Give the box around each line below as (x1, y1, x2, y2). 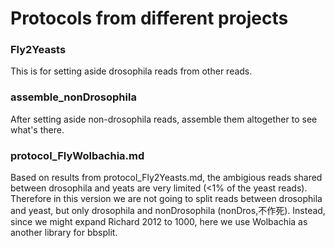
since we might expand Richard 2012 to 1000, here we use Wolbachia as (10, 216, 308, 228)
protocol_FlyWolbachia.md (10, 148, 145, 162)
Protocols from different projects (10, 7, 289, 30)
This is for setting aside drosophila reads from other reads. (10, 65, 253, 77)
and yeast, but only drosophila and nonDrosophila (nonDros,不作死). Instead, (10, 205, 326, 217)
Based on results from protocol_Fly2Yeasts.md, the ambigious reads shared (10, 172, 323, 184)
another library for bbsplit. (10, 227, 118, 239)
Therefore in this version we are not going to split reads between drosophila (10, 193, 323, 205)
